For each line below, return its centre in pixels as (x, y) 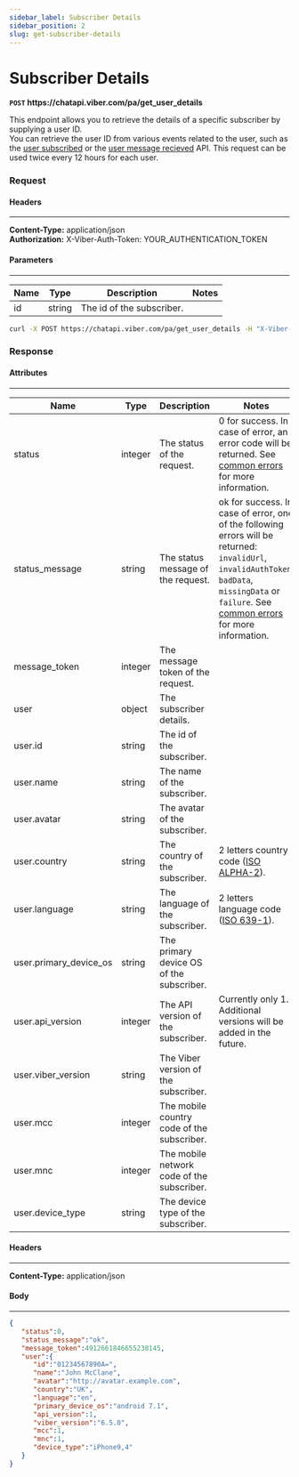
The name (181, 771)
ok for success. (251, 502)
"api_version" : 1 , (65, 1414)
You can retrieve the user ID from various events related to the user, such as (149, 139)
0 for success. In (254, 421)
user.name (36, 782)
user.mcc (33, 1122)
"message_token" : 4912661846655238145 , (93, 1348)
